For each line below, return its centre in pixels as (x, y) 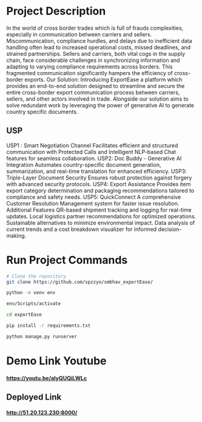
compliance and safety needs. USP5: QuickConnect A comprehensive (94, 197)
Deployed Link (34, 397)
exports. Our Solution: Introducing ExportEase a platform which (103, 79)
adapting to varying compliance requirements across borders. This (89, 66)
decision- (170, 229)
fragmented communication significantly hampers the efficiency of (89, 73)
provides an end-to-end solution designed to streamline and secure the (96, 85)
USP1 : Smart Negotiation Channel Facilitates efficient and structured (92, 145)
